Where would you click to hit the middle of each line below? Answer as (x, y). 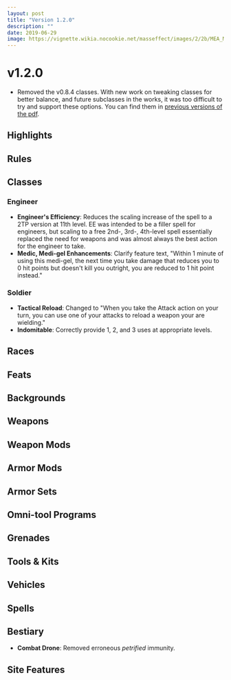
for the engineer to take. (51, 246)
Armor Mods (35, 468)
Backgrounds (36, 398)
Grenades (29, 538)
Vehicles (26, 585)
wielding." (31, 322)
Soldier (20, 293)
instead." (30, 275)
